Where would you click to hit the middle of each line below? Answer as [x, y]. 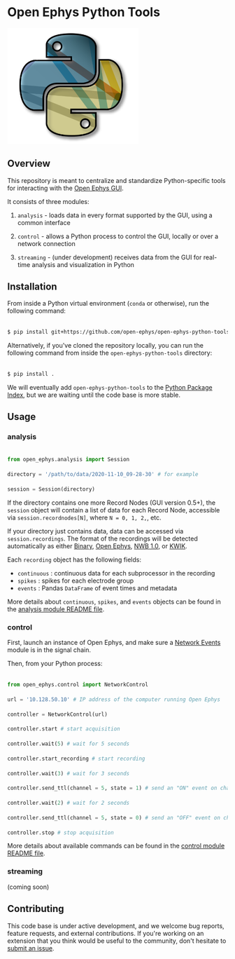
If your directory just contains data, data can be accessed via [95, 531]
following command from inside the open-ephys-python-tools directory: [110, 353]
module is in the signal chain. [49, 650]
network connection [46, 243]
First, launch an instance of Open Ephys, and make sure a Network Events [114, 643]
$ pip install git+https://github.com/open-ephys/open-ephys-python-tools [119, 332]
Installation [32, 286]
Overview [29, 164]
